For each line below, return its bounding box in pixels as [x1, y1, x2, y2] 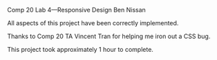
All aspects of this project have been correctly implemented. [7, 19, 179, 27]
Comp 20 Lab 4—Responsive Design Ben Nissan [7, 6, 147, 14]
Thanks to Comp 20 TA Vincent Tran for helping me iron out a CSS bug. [7, 32, 211, 40]
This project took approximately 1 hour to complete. [7, 46, 154, 53]
